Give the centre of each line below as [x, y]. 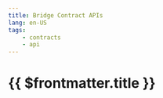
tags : [17, 30]
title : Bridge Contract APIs [56, 15]
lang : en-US [27, 23]
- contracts [42, 37]
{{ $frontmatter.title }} [82, 83]
